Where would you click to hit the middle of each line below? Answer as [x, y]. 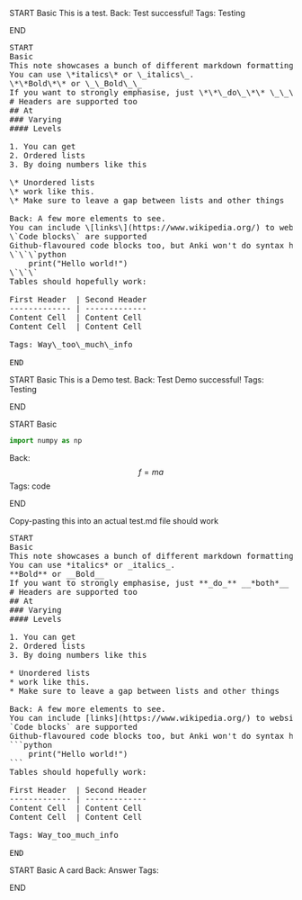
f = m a [151, 472]
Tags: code [30, 486]
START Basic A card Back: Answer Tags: [84, 870]
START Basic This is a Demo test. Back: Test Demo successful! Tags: [137, 380]
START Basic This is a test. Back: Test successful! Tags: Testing [127, 13]
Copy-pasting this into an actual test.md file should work [114, 520]
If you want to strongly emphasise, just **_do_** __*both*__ [149, 583]
